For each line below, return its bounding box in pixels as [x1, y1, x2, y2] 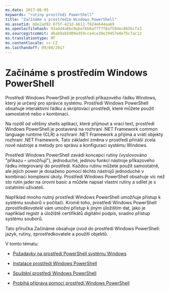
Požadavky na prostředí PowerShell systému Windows [12, 250, 127, 257]
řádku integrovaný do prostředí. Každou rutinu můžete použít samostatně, [5, 163, 160, 169]
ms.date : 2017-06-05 [5, 7, 49, 13]
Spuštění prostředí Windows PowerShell [12, 270, 97, 276]
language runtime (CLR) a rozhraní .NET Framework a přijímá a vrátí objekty [5, 131, 163, 137]
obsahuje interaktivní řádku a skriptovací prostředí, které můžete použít [5, 105, 154, 112]
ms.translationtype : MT [5, 36, 56, 41]
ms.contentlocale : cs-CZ [5, 41, 58, 46]
